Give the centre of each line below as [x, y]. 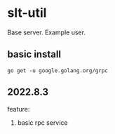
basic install [34, 54]
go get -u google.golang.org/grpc [58, 71]
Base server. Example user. [47, 32]
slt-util [27, 13]
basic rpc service [42, 122]
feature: [19, 109]
